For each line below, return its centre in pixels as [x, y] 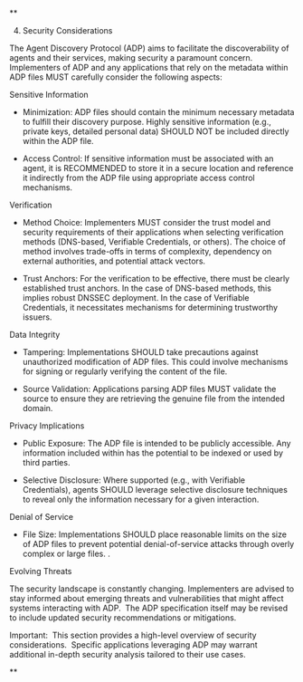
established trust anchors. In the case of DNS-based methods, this [147, 288]
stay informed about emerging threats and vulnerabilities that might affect [147, 598]
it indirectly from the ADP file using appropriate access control [138, 178]
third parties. [46, 462]
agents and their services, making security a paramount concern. [131, 58]
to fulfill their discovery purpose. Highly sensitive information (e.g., [147, 122]
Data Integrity [35, 335]
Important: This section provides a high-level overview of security [133, 635]
